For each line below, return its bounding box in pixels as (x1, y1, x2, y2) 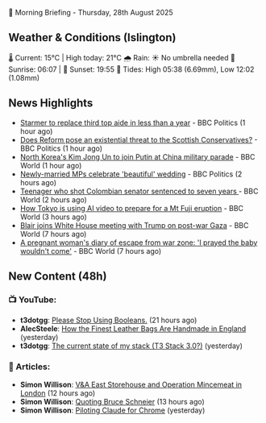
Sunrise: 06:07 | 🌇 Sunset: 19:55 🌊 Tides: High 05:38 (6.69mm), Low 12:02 (8, 64, 255, 74)
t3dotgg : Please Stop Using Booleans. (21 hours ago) (19, 315, 197, 326)
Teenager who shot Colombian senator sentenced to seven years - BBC (19, 186, 259, 196)
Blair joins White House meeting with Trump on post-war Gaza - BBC (19, 220, 249, 230)
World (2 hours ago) (19, 194, 87, 205)
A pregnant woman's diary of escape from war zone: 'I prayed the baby (19, 238, 258, 247)
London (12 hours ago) (19, 388, 96, 398)
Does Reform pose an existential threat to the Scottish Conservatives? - (19, 135, 258, 144)
